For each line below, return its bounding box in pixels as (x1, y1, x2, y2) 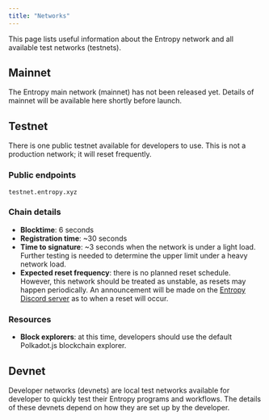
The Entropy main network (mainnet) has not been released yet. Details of (8, 87, 254, 97)
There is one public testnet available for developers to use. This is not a (8, 141, 246, 150)
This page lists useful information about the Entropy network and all (8, 34, 234, 44)
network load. (19, 259, 67, 269)
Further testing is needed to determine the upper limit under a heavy (19, 250, 248, 260)
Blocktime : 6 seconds (19, 225, 95, 234)
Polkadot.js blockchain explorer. (19, 341, 127, 351)
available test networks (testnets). (8, 42, 121, 52)
